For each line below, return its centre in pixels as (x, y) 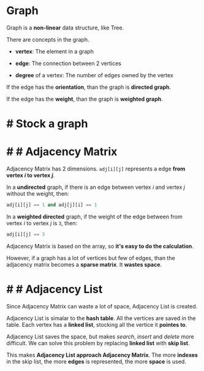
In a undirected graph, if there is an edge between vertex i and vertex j (96, 187)
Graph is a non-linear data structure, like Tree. (65, 28)
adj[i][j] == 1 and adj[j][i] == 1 (52, 205)
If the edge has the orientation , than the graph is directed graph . (89, 87)
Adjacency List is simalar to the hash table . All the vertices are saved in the (101, 318)
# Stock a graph (47, 124)
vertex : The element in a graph (54, 51)
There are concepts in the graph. (48, 39)
